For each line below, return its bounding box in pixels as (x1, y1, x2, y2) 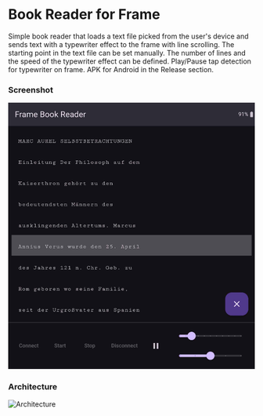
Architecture (8, 381, 58, 392)
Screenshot (8, 84, 53, 95)
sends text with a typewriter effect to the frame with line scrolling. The (8, 39, 235, 49)
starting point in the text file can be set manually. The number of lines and (8, 48, 247, 57)
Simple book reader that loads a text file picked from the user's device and (8, 31, 249, 41)
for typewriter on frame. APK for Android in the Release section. (8, 64, 214, 74)
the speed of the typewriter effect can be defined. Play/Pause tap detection (8, 57, 252, 66)
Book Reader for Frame (8, 5, 160, 24)
